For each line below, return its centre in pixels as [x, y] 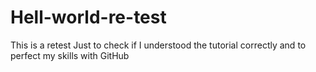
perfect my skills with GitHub [70, 55]
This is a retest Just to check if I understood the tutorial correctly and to [158, 45]
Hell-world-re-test [88, 17]
